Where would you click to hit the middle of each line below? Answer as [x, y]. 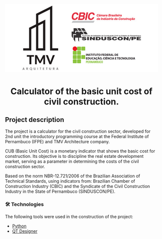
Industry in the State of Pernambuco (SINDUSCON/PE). [60, 191]
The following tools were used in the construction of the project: [69, 217]
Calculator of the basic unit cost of [81, 92]
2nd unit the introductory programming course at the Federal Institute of [77, 137]
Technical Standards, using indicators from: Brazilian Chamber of [70, 181]
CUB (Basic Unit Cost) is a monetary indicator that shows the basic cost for [80, 151]
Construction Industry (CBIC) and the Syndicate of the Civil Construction [78, 187]
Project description [35, 120]
